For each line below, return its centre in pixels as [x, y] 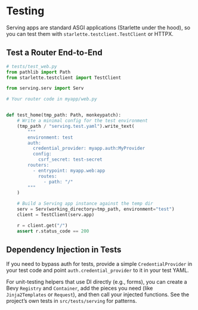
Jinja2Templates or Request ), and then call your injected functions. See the [98, 294]
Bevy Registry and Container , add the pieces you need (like [80, 288]
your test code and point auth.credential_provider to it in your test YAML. [98, 271]
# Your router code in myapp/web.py [52, 99]
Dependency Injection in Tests [64, 250]
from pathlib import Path [38, 72]
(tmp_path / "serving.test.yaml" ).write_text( [76, 126]
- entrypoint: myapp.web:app [69, 171]
